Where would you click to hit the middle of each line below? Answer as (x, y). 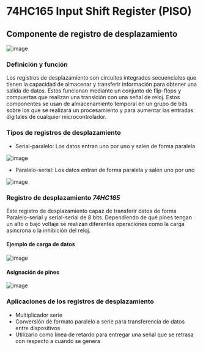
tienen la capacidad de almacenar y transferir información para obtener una (102, 85)
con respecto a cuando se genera (58, 341)
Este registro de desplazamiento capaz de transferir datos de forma (92, 211)
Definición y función (37, 64)
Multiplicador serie (39, 315)
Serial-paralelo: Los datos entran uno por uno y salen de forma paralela (105, 146)
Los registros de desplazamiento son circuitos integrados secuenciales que (102, 78)
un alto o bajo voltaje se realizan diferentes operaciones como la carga (95, 224)
